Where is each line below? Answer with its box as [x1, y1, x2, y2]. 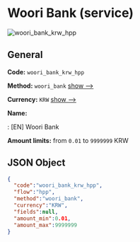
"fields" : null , [13, 208, 59, 215]
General [7, 49, 44, 61]
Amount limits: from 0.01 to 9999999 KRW [7, 136, 129, 144]
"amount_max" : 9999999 [13, 221, 78, 229]
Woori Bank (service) [7, 5, 134, 21]
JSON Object [7, 157, 66, 169]
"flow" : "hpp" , [13, 189, 55, 196]
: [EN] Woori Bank [7, 122, 59, 131]
